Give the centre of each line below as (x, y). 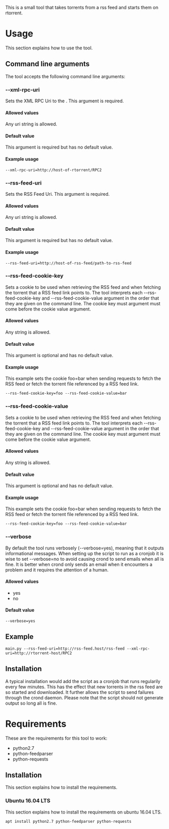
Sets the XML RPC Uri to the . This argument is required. (65, 101)
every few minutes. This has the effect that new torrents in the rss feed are (84, 687)
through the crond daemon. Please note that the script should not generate (84, 697)
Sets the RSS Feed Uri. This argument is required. (58, 194)
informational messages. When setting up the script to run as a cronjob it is (84, 553)
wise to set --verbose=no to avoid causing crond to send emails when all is (85, 559)
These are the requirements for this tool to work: (56, 738)
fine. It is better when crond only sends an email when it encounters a (79, 564)
